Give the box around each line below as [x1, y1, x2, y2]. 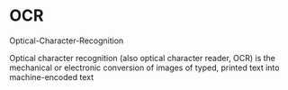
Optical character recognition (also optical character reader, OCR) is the [9, 52, 276, 63]
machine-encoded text [9, 71, 94, 82]
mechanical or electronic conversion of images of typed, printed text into [9, 62, 280, 73]
